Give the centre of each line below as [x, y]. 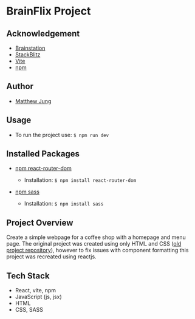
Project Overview [40, 223]
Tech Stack [28, 276]
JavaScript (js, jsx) [38, 297]
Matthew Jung [33, 101]
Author [20, 86]
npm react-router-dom [43, 169]
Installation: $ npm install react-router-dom [80, 180]
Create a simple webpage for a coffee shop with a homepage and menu [96, 237]
